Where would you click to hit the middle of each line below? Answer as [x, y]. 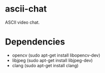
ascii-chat [26, 9]
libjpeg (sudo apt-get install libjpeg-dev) [52, 60]
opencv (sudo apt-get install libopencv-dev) [56, 55]
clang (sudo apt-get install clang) [45, 65]
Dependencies [35, 42]
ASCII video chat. [22, 22]
